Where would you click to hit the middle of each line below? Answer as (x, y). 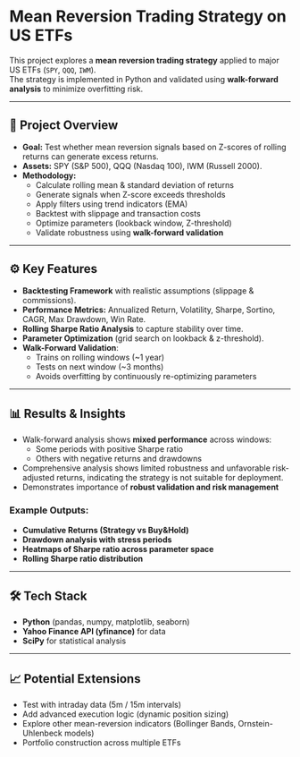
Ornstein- (256, 724)
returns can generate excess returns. (90, 156)
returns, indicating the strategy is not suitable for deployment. (170, 478)
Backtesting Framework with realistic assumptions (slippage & (138, 290)
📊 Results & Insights (68, 413)
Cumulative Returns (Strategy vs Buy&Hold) (105, 530)
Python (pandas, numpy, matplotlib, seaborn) (106, 622)
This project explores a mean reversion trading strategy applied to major (144, 60)
